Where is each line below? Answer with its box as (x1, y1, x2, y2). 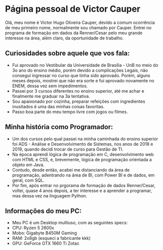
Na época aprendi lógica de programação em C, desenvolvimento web (12, 151, 154, 157)
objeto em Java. (12, 162, 45, 168)
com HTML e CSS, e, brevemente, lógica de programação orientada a (12, 156, 152, 162)
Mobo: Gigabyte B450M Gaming (12, 230, 77, 236)
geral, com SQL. (12, 177, 45, 183)
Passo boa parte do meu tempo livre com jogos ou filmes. (12, 109, 128, 115)
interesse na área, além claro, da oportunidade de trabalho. (5, 35, 124, 41)
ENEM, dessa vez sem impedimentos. (12, 83, 88, 89)
